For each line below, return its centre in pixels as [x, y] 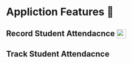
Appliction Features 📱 [60, 12]
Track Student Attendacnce [58, 54]
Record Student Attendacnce [60, 34]
